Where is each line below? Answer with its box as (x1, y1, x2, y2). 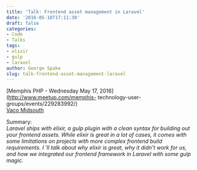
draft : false (6, 20, 39, 26)
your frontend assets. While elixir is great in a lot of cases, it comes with (6, 131, 187, 139)
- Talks (6, 37, 26, 43)
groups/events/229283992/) (6, 100, 78, 108)
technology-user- (98, 94, 141, 101)
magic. (6, 157, 24, 164)
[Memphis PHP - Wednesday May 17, (6, 87, 99, 94)
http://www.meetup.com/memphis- (8, 94, 97, 101)
